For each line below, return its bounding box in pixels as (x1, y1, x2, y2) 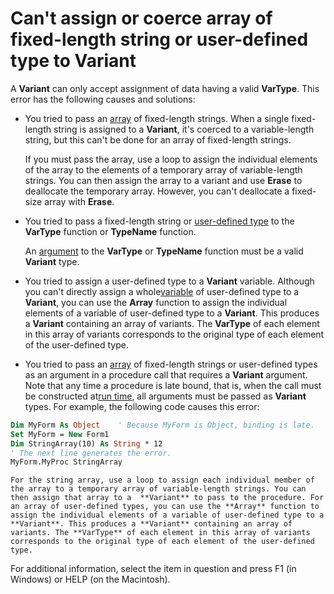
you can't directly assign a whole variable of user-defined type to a (24, 285, 300, 297)
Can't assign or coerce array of (10, 7, 273, 30)
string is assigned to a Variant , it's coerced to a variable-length (53, 123, 315, 135)
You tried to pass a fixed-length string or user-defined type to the (24, 215, 295, 227)
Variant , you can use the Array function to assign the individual (24, 296, 288, 308)
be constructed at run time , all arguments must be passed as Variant (24, 390, 307, 402)
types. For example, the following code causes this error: (24, 400, 260, 412)
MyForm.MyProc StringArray (10, 457, 123, 467)
